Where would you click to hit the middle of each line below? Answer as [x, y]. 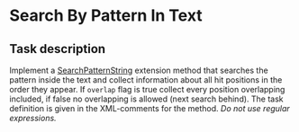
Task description [58, 49]
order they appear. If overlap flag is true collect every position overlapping [147, 89]
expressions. [33, 118]
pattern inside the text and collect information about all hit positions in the [146, 80]
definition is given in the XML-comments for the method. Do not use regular [149, 108]
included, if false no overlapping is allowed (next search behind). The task [146, 99]
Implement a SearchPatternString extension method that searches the [139, 70]
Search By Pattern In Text [106, 16]
